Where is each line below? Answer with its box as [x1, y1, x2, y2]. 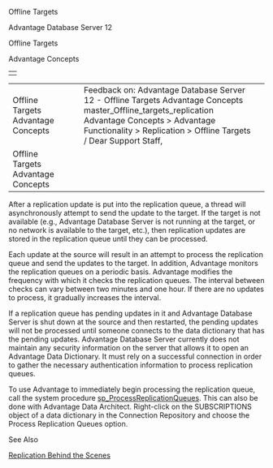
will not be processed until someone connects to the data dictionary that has [8, 326, 265, 335]
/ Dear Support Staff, [84, 135, 163, 146]
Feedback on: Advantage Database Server [84, 84, 245, 96]
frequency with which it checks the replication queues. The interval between [8, 276, 265, 285]
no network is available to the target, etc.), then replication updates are [8, 225, 246, 234]
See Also [8, 435, 39, 444]
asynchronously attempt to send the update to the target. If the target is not [8, 208, 262, 217]
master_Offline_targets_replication [84, 105, 214, 116]
